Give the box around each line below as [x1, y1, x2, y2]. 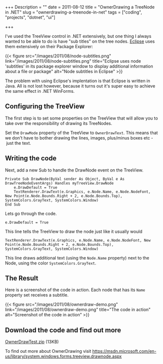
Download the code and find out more [5, 326, 121, 334]
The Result [5, 274, 39, 282]
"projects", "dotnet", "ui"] [5, 15, 56, 20]
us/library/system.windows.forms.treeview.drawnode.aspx [5, 353, 122, 359]
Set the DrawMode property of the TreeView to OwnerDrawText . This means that [5, 130, 158, 136]
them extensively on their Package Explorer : [5, 44, 93, 49]
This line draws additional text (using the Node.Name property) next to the [5, 255, 149, 260]
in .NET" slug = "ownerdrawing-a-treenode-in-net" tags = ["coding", [5, 9, 142, 15]
